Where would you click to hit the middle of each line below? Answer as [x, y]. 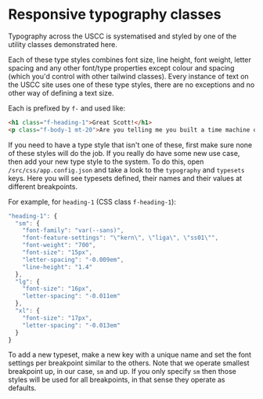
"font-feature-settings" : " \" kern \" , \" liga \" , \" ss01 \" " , [121, 238]
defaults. [22, 388]
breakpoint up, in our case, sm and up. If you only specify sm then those [122, 372]
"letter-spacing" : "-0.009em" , [73, 259]
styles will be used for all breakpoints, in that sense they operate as [117, 380]
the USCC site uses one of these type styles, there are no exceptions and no [131, 85]
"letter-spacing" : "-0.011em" [72, 296]
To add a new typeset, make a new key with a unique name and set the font [130, 355]
